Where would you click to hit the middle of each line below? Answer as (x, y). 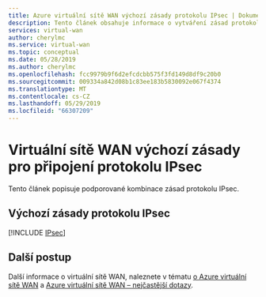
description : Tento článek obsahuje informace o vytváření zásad (118, 23)
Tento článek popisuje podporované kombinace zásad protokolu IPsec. (124, 188)
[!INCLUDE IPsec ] (37, 232)
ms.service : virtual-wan (49, 45)
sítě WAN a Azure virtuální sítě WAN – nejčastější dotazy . (101, 284)
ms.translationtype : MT (47, 89)
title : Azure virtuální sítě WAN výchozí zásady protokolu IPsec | (122, 15)
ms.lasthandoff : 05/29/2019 (55, 103)
